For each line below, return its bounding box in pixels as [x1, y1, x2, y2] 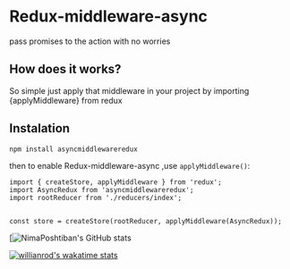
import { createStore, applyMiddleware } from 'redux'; [9, 177, 222, 187]
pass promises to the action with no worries [9, 36, 171, 46]
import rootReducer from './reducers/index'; [9, 193, 182, 202]
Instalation [9, 121, 70, 136]
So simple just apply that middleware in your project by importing [9, 85, 250, 96]
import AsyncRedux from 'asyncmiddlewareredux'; [9, 185, 194, 194]
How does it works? [9, 62, 122, 77]
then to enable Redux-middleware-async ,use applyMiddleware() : [9, 160, 251, 171]
